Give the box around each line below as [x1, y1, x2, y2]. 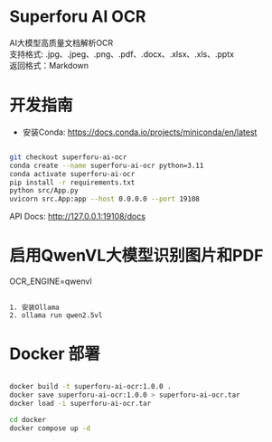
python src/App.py [9, 186, 79, 195]
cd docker [9, 415, 47, 424]
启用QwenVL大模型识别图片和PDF [9, 246, 264, 266]
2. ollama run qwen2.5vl [9, 311, 103, 320]
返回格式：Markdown [9, 60, 89, 71]
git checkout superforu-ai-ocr [9, 152, 127, 162]
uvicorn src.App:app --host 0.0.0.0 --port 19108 [9, 194, 201, 204]
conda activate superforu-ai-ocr [9, 169, 136, 178]
